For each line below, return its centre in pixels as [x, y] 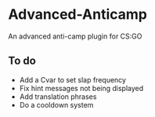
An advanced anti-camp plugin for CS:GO [75, 36]
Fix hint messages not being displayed [81, 88]
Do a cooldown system [56, 104]
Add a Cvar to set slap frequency [73, 79]
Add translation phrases [58, 97]
